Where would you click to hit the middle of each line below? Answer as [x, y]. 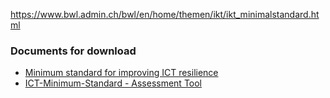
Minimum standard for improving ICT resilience [121, 73]
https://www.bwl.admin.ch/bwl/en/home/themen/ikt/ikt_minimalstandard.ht [165, 14]
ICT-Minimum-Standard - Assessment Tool [113, 83]
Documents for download [73, 51]
